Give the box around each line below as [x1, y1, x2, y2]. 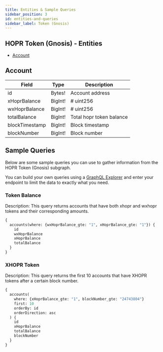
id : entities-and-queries [5, 16, 58, 21]
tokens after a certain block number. [5, 278, 79, 284]
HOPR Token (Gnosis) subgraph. [5, 165, 71, 171]
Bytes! [51, 89, 65, 96]
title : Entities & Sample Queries [5, 7, 76, 12]
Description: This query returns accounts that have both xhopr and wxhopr [5, 203, 157, 209]
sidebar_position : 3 [5, 12, 48, 17]
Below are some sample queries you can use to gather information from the [5, 159, 159, 165]
